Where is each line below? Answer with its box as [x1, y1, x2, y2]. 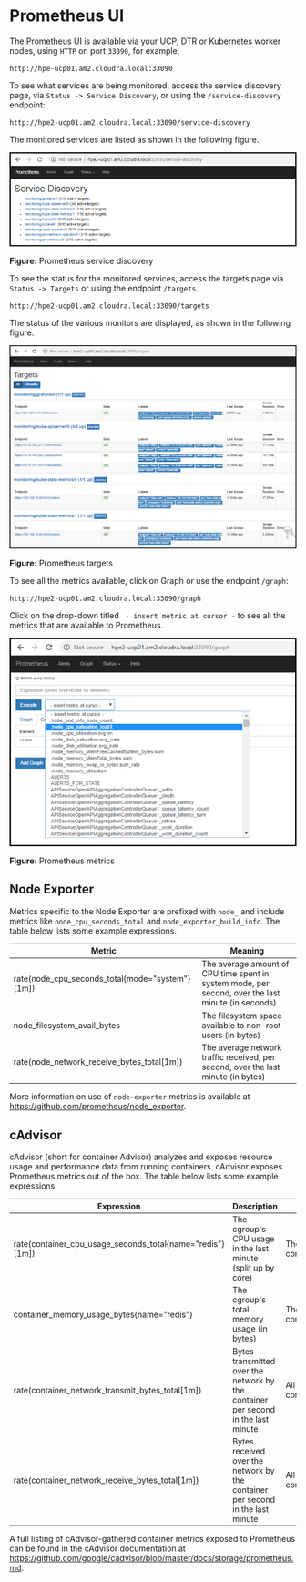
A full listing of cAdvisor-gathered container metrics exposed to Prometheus [9, 1534, 296, 1545]
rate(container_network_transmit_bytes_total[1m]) [13, 1384, 202, 1395]
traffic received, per [201, 1051, 276, 1062]
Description [231, 1200, 278, 1211]
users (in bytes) [201, 1029, 261, 1040]
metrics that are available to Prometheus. [9, 620, 164, 631]
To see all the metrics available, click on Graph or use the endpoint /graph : [9, 576, 289, 587]
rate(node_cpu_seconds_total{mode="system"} [13, 973, 191, 984]
